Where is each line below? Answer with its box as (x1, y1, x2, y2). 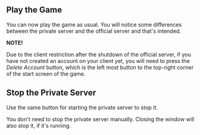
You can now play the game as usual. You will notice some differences (6, 21, 182, 28)
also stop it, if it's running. (6, 122, 72, 129)
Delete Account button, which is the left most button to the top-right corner (6, 64, 194, 71)
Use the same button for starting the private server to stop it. (6, 104, 158, 111)
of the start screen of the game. (6, 70, 86, 77)
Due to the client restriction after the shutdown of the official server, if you (6, 51, 192, 58)
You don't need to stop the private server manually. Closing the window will (6, 115, 195, 123)
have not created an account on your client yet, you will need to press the (6, 57, 190, 64)
